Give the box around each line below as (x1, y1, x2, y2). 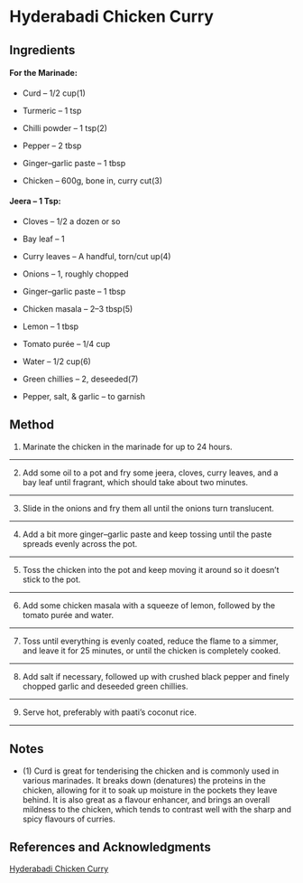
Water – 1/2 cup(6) (22, 355, 92, 367)
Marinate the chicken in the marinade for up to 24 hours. (22, 441, 233, 452)
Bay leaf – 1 (22, 233, 65, 244)
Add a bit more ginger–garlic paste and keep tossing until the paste (22, 529, 272, 540)
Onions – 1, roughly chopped (22, 268, 129, 279)
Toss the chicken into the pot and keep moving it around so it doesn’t (22, 564, 280, 575)
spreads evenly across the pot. (22, 538, 138, 549)
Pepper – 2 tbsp (22, 140, 82, 151)
